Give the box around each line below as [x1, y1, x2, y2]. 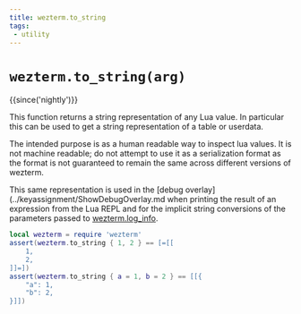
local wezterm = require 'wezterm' [9, 230, 142, 240]
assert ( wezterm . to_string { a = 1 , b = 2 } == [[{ [9, 272, 202, 281]
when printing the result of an [167, 194, 277, 205]
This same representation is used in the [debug [9, 184, 184, 195]
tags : [9, 21, 30, 30]
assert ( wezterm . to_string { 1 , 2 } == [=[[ [9, 239, 175, 248]
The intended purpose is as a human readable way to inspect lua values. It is [9, 139, 292, 149]
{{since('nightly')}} [9, 95, 79, 106]
